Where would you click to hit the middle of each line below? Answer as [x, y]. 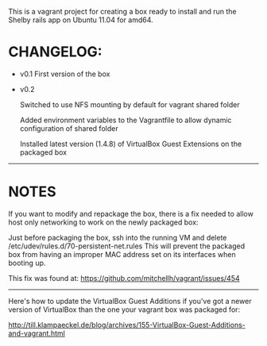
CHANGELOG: [55, 52]
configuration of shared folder [69, 128]
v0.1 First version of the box [65, 74]
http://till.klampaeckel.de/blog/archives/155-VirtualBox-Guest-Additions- [127, 325]
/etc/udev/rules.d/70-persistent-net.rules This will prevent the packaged [126, 246]
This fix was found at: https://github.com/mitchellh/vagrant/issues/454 [124, 278]
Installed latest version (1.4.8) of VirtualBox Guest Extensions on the [131, 144]
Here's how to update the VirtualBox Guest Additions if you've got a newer [130, 301]
